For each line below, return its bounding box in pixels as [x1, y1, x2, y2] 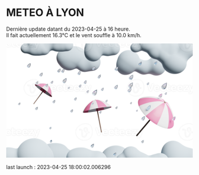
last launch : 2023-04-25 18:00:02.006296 [6, 164, 111, 171]
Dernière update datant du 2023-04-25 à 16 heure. [6, 25, 130, 32]
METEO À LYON [6, 6, 85, 19]
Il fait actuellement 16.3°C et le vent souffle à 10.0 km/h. [6, 31, 142, 38]
